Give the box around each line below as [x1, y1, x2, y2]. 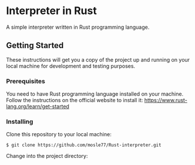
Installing [6, 117, 33, 126]
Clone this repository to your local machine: [6, 131, 112, 138]
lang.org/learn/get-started [6, 103, 69, 110]
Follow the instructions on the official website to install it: [6, 97, 143, 104]
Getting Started [6, 41, 64, 50]
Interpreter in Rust [6, 4, 97, 18]
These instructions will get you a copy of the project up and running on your [6, 56, 190, 63]
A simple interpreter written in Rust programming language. [6, 23, 150, 31]
